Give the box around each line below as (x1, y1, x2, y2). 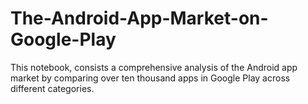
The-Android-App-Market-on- (10, 7, 269, 30)
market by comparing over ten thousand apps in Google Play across (10, 72, 291, 84)
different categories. (10, 82, 95, 94)
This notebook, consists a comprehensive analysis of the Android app (10, 61, 298, 73)
